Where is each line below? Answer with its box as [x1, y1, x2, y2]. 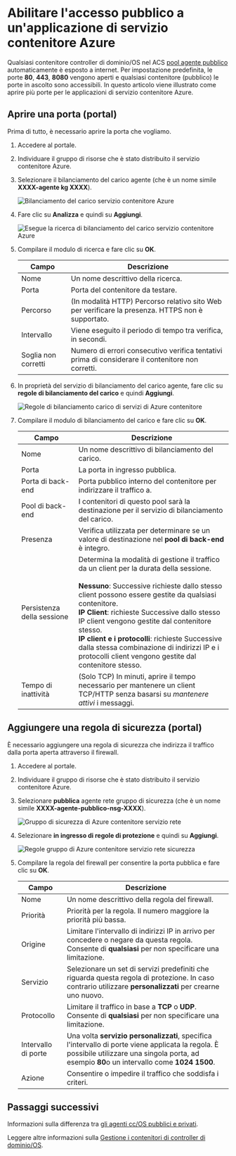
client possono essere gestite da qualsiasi [78, 590, 216, 599]
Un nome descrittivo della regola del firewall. [66, 894, 214, 904]
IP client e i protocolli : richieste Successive [78, 633, 223, 643]
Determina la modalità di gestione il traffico [78, 554, 220, 564]
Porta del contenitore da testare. [70, 285, 178, 295]
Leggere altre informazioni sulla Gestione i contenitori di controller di [7, 1133, 206, 1142]
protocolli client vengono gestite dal [78, 651, 197, 661]
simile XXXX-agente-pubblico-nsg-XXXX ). [17, 804, 146, 812]
